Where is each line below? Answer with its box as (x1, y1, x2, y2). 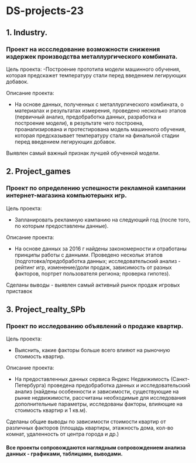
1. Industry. (6, 28, 48, 38)
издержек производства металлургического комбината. (6, 52, 178, 60)
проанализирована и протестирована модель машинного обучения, (14, 125, 186, 132)
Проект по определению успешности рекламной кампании (6, 184, 186, 192)
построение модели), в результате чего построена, (14, 119, 145, 127)
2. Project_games (6, 166, 71, 176)
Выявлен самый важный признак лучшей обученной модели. (6, 149, 160, 156)
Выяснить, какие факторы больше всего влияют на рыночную (14, 347, 171, 354)
